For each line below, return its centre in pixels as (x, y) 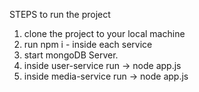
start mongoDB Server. (71, 55)
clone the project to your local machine (104, 33)
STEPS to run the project (60, 14)
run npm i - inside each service (88, 44)
